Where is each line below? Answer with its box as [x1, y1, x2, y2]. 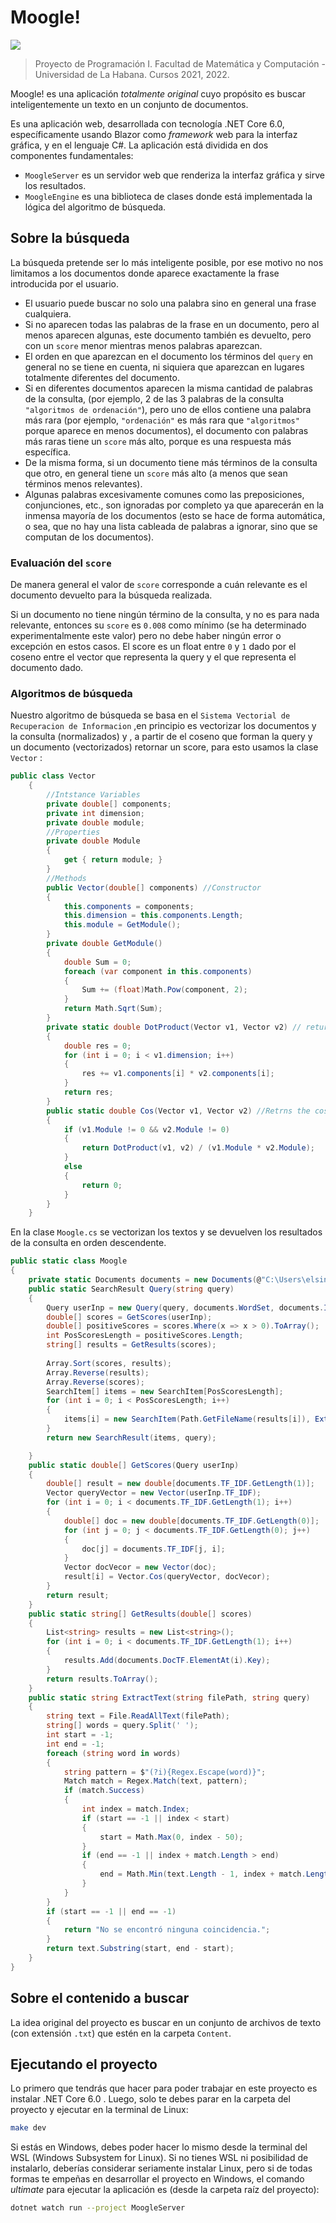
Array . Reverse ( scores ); [46, 1377, 145, 1387]
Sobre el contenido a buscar [10, 1990, 190, 2007]
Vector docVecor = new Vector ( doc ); [63, 1562, 217, 1573]
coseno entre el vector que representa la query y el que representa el [10, 651, 297, 663]
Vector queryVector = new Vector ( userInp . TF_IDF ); [46, 1488, 262, 1498]
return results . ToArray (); [46, 1674, 159, 1684]
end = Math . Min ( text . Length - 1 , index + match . [99, 1869, 307, 1880]
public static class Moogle [10, 1256, 128, 1266]
